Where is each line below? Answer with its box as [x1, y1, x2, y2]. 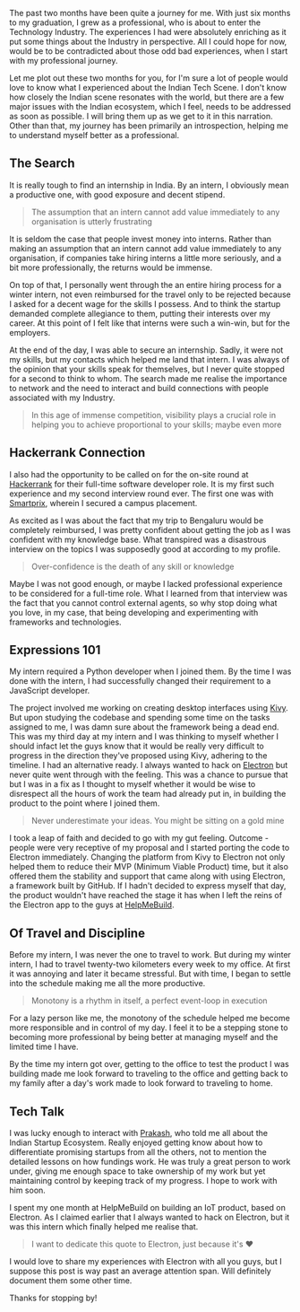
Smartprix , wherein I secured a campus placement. [9, 497, 198, 508]
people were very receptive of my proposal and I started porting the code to [9, 843, 290, 853]
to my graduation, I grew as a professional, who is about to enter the [9, 17, 261, 28]
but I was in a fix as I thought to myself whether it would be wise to [9, 779, 256, 790]
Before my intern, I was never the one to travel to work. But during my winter [9, 949, 291, 960]
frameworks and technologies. [9, 617, 123, 627]
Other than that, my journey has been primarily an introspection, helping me [9, 120, 289, 131]
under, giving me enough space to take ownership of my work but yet [9, 1166, 266, 1176]
